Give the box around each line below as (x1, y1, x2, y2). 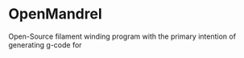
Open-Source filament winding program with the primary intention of (8, 31, 236, 41)
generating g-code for (8, 39, 82, 49)
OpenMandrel (8, 5, 102, 23)
